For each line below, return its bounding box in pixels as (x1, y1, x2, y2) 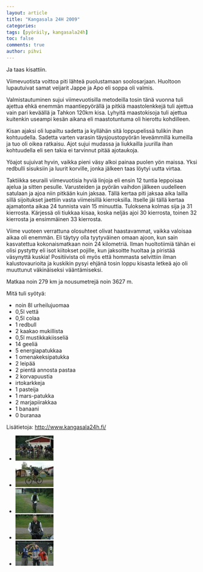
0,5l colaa (15, 314, 40, 322)
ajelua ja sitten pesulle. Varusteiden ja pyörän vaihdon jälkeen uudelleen (6, 183, 187, 190)
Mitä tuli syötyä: (6, 289, 46, 297)
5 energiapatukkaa (15, 347, 63, 354)
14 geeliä (15, 340, 38, 347)
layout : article (6, 10, 47, 16)
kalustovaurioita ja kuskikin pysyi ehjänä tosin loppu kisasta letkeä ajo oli (6, 260, 188, 267)
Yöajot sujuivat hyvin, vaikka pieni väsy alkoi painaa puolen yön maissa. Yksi (6, 158, 198, 166)
